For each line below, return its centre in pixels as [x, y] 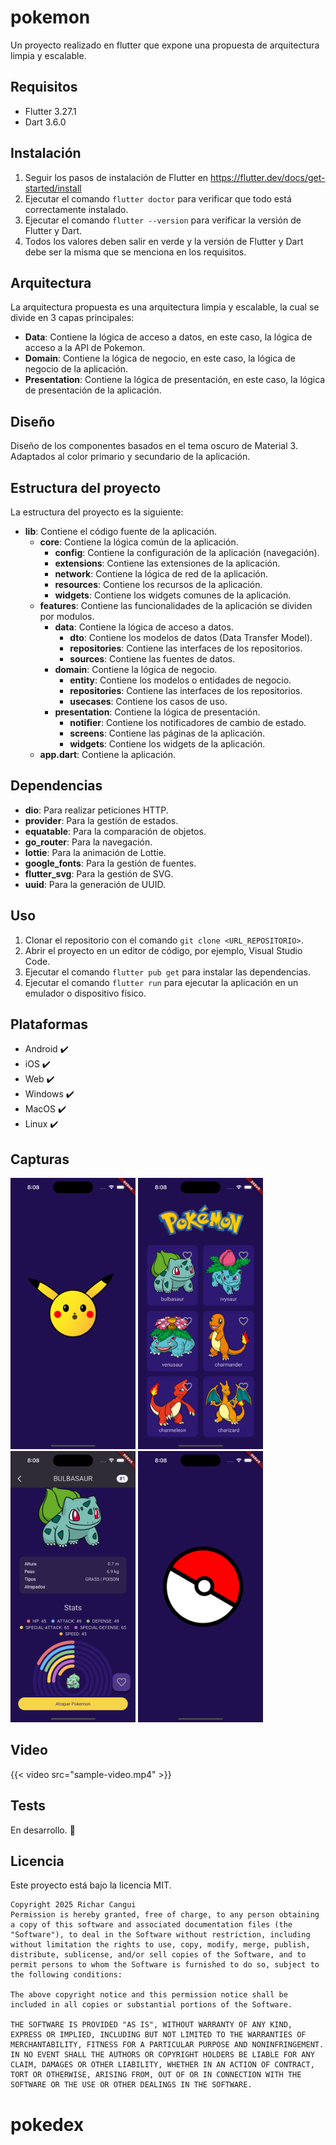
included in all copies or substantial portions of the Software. [151, 2005]
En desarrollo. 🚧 [43, 1830]
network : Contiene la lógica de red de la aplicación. [161, 574]
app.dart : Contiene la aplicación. [107, 754]
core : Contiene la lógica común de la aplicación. [139, 542]
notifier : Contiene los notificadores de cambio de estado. [188, 722]
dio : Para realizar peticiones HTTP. [96, 810]
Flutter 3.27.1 [50, 111]
